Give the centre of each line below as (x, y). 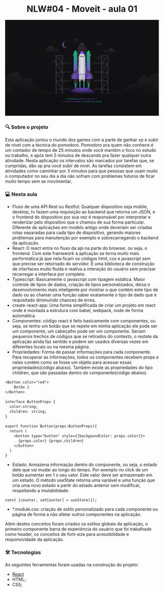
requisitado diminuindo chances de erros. (54, 300)
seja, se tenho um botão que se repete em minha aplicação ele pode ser (85, 326)
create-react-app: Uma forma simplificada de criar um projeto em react (84, 305)
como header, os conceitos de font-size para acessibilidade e (67, 534)
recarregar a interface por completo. (49, 274)
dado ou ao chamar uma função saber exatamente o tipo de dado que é (84, 295)
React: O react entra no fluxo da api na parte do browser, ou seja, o (80, 248)
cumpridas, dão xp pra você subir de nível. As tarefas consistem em (73, 166)
